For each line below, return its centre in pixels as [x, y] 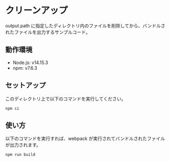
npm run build [20, 155]
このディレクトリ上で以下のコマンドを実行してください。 [66, 98]
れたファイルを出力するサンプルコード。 [48, 32]
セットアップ [26, 85]
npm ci [12, 108]
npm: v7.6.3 [25, 68]
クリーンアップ [37, 11]
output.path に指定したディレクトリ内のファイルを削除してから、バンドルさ [85, 26]
